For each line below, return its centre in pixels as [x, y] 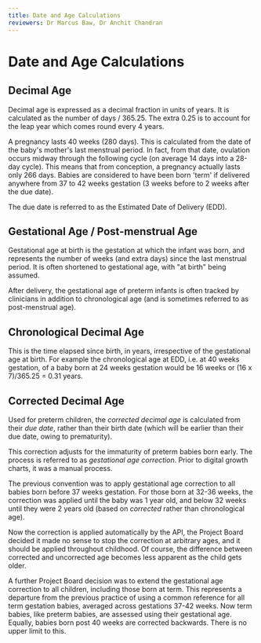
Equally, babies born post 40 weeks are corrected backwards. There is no [127, 623]
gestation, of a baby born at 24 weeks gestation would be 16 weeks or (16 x [130, 368]
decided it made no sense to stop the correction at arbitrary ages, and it [124, 540]
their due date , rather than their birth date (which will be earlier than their [126, 428]
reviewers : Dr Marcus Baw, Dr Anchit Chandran [85, 23]
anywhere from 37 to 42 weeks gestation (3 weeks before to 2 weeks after [129, 183]
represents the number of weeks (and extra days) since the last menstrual [127, 259]
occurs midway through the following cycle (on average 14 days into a [121, 158]
